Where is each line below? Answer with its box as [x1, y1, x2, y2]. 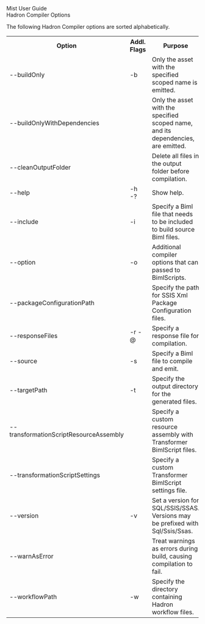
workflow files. [151, 608, 194, 616]
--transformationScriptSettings [9, 471, 101, 479]
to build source [151, 225, 195, 233]
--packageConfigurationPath [9, 299, 95, 307]
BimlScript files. [151, 446, 197, 454]
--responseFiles [9, 332, 58, 340]
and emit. [151, 364, 179, 373]
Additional [151, 243, 181, 251]
